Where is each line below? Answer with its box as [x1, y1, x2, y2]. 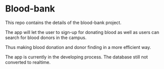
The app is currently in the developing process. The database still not [5, 53, 148, 60]
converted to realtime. [5, 59, 51, 65]
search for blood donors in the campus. [5, 34, 86, 40]
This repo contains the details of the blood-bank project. [5, 19, 121, 25]
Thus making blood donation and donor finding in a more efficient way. [5, 44, 151, 50]
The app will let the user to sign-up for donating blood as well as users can [5, 29, 159, 35]
